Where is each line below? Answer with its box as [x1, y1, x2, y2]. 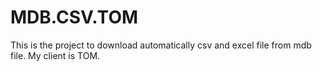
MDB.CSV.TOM [10, 6, 139, 29]
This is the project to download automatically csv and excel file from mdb [10, 39, 312, 51]
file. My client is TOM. [10, 49, 101, 61]
